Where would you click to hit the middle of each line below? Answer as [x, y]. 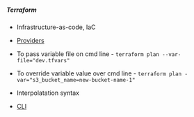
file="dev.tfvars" [43, 60]
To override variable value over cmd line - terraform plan [99, 73]
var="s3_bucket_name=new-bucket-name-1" [76, 80]
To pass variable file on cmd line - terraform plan [88, 54]
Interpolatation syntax [48, 93]
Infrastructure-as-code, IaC [56, 27]
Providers [30, 40]
